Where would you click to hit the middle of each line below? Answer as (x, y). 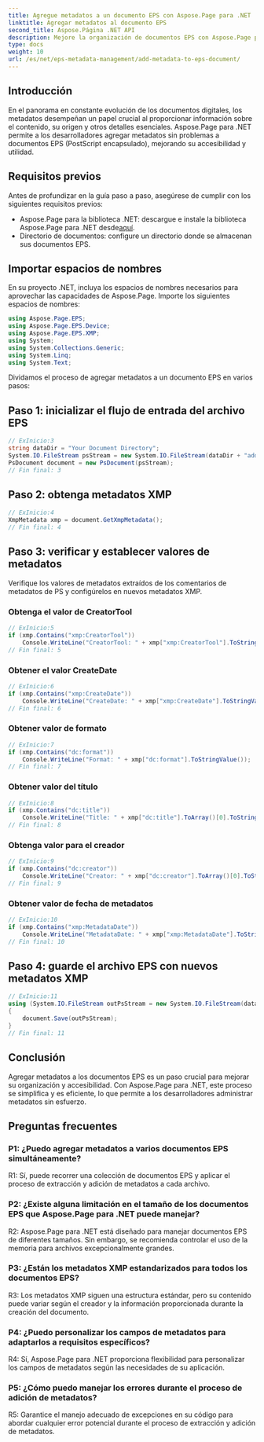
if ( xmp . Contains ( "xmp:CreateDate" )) (70, 693)
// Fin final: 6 (35, 708)
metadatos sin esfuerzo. (47, 1102)
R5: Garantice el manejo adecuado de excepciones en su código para (121, 1414)
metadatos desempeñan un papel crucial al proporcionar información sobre (130, 118)
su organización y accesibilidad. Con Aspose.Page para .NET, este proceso (130, 1084)
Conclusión (37, 1058)
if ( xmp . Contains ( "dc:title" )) (59, 810)
